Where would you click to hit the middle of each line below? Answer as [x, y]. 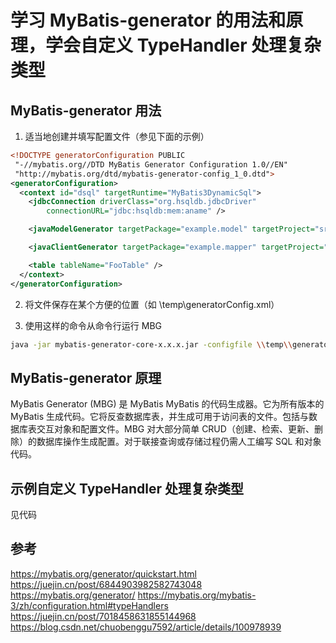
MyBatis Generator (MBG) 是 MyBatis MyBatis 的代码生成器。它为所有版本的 [167, 404]
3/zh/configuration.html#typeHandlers [89, 605]
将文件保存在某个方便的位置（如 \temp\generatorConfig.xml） [152, 304]
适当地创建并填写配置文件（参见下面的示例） [117, 136]
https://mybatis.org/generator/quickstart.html [103, 573]
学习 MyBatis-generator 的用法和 [148, 20]
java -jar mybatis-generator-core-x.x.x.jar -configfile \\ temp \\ [151, 344]
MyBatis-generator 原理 [86, 377]
